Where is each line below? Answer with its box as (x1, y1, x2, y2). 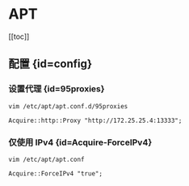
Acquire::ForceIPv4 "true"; (8, 169, 103, 178)
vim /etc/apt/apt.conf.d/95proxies (8, 102, 128, 110)
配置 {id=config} (8, 57, 93, 71)
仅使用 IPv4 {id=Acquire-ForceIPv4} (8, 137, 153, 148)
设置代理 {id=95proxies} (8, 83, 105, 95)
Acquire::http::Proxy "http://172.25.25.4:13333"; (8, 116, 183, 125)
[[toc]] (8, 32, 30, 41)
